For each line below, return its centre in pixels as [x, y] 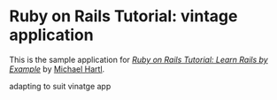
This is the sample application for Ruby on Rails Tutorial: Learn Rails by [138, 59]
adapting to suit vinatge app [60, 86]
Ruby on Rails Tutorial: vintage [123, 16]
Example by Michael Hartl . [57, 69]
